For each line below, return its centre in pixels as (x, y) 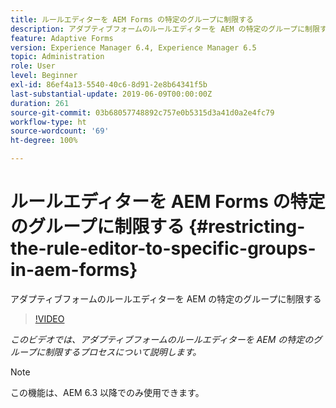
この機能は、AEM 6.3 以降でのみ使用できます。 (107, 392)
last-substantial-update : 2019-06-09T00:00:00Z (111, 94)
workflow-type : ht (48, 122)
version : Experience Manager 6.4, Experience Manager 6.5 (133, 47)
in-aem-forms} (74, 270)
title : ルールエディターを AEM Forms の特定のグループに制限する (132, 19)
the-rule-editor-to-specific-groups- (163, 248)
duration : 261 (40, 103)
